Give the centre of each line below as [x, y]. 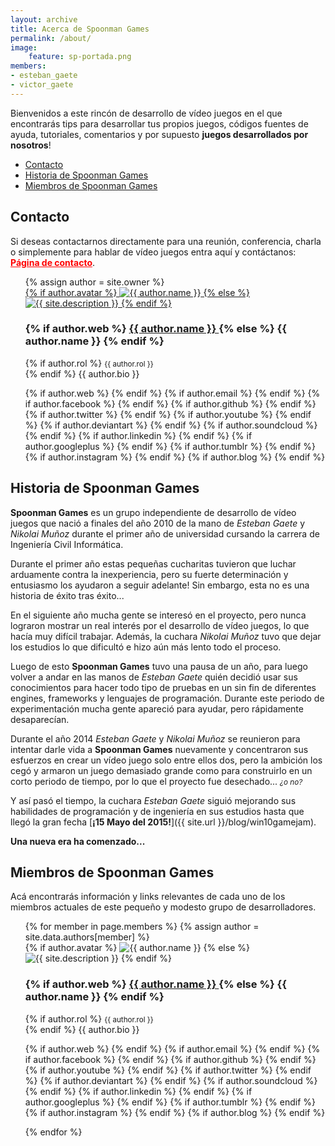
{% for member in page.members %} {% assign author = [142, 927]
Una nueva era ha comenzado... [78, 841]
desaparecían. [40, 719]
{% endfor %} [53, 1132]
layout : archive [44, 19]
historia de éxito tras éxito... [67, 595]
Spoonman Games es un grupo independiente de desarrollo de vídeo [153, 512]
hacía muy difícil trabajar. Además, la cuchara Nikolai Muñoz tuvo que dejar [166, 636]
